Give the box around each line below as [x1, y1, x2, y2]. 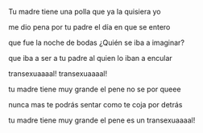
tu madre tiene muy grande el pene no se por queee [8, 84, 181, 94]
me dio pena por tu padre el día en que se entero [8, 22, 171, 31]
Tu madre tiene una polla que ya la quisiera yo [8, 7, 161, 16]
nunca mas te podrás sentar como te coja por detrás [8, 100, 183, 109]
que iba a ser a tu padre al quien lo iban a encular [8, 54, 173, 62]
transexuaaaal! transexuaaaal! [8, 69, 107, 79]
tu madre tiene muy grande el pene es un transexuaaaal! [8, 115, 196, 125]
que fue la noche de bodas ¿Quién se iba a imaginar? [8, 38, 185, 47]
